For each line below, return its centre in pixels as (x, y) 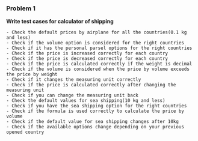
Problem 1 (21, 8)
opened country (25, 132)
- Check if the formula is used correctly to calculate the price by (95, 111)
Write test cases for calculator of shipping (60, 22)
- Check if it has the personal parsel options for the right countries (99, 48)
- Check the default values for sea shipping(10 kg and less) (86, 101)
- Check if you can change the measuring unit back (72, 95)
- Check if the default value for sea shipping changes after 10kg (93, 122)
